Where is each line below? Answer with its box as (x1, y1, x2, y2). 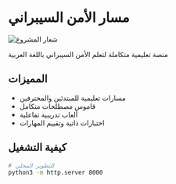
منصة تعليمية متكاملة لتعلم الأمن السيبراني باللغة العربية (8, 49, 168, 59)
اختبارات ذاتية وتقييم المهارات (19, 118, 105, 128)
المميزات (8, 72, 48, 86)
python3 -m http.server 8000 (8, 169, 103, 177)
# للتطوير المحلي (8, 161, 55, 169)
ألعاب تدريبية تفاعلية (19, 110, 78, 119)
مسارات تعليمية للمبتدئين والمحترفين (19, 93, 127, 103)
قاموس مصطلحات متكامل (19, 101, 96, 110)
